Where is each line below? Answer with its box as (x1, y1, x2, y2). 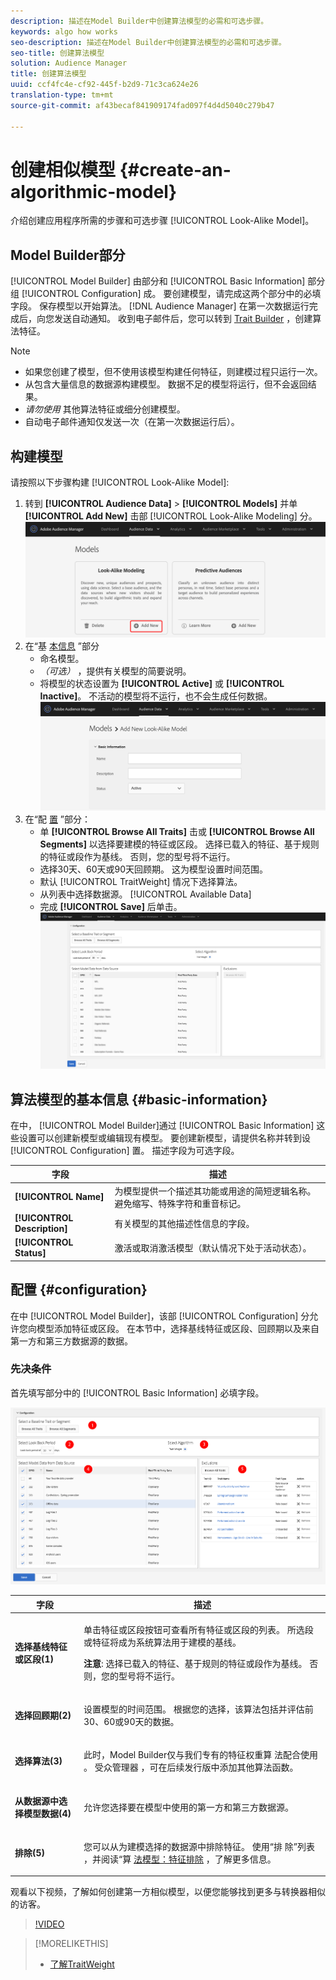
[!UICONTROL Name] (14, 1191, 105, 1203)
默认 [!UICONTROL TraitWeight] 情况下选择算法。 (39, 876, 243, 888)
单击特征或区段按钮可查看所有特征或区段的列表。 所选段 (83, 1623, 314, 1635)
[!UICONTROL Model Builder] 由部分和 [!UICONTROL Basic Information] (10, 275, 306, 287)
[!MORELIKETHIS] (34, 1938, 109, 1950)
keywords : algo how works (10, 26, 118, 37)
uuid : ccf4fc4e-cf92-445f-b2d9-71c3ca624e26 (10, 80, 199, 90)
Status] (14, 1247, 47, 1259)
